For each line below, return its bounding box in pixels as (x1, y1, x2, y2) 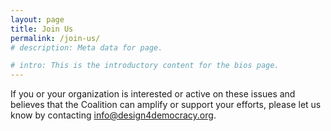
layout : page (10, 14, 65, 25)
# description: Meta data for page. (10, 42, 163, 53)
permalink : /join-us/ (10, 33, 101, 43)
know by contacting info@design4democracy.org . (10, 109, 217, 121)
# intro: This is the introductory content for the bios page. (10, 61, 280, 71)
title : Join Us (10, 24, 74, 34)
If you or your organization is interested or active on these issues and (10, 88, 296, 100)
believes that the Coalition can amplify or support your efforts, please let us (10, 99, 322, 111)
